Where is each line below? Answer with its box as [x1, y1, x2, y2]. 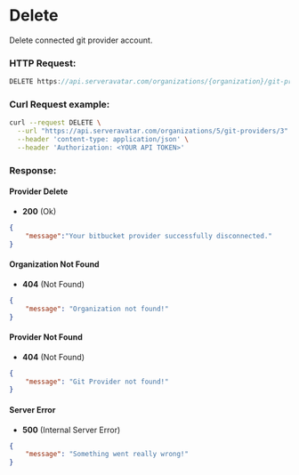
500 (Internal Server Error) [21, 424, 121, 435]
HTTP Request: [9, 57, 77, 69]
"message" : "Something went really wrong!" [25, 450, 190, 459]
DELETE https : [9, 77, 62, 86]
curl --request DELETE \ [9, 118, 101, 127]
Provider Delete [9, 186, 69, 197]
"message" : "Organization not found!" [25, 304, 169, 313]
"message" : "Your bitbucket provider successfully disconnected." [25, 231, 273, 240]
